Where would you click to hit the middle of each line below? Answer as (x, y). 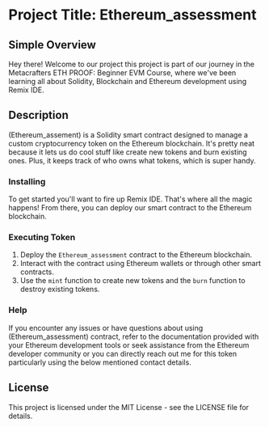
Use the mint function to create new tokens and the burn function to (132, 281)
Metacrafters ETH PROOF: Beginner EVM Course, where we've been (122, 73)
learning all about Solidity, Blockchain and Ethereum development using (128, 81)
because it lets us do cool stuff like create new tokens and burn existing (128, 152)
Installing (27, 181)
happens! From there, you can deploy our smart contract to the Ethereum (130, 208)
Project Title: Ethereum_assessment (132, 15)
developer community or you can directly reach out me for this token (123, 353)
